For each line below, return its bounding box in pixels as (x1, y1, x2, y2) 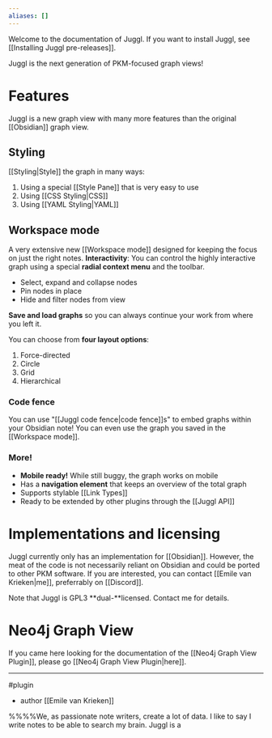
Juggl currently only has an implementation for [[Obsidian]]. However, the (8, 551, 254, 561)
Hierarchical (19, 376, 61, 386)
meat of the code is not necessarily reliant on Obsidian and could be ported (8, 560, 261, 570)
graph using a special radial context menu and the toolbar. (8, 262, 205, 272)
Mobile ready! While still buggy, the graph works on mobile (19, 470, 219, 480)
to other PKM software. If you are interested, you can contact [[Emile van (8, 568, 252, 579)
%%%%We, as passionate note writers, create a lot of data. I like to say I (8, 711, 252, 721)
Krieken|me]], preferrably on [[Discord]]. (8, 577, 144, 587)
